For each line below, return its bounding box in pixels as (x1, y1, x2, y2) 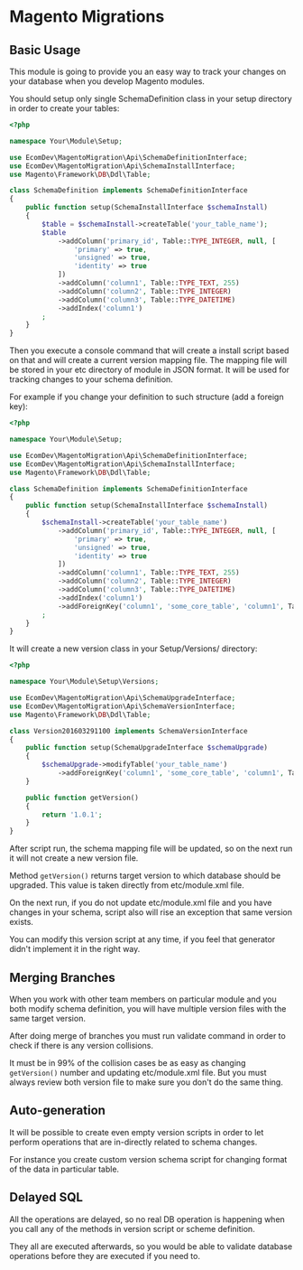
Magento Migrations (9, 6, 165, 27)
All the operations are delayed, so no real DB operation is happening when (9, 1213, 286, 1225)
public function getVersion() (25, 793, 140, 802)
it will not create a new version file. (9, 853, 139, 864)
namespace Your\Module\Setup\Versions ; (9, 677, 160, 686)
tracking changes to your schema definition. (9, 374, 173, 385)
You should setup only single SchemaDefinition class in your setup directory (9, 93, 293, 104)
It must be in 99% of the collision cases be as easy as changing (9, 1057, 246, 1068)
